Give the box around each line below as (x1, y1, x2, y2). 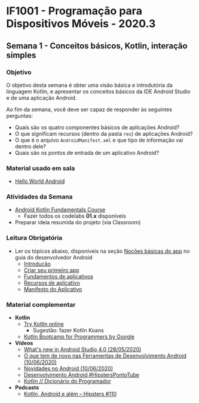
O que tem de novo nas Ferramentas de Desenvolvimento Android (23, 352, 187, 359)
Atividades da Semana (6, 193, 73, 201)
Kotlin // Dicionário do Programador (23, 378, 112, 385)
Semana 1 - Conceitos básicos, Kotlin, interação (6, 41, 188, 51)
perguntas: (6, 112, 33, 119)
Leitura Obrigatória (6, 234, 63, 242)
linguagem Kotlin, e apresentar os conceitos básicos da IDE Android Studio (6, 88, 191, 95)
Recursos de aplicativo (23, 279, 81, 286)
